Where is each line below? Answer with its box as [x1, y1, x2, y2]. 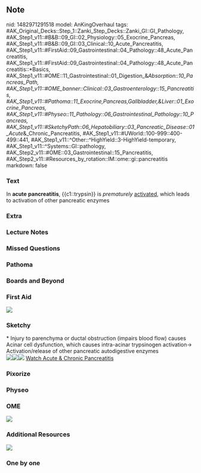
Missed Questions [6, 244, 61, 252]
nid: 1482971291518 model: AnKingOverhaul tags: [6, 20, 128, 28]
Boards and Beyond [6, 277, 65, 285]
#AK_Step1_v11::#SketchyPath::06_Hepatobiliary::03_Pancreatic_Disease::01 [6, 123, 195, 130]
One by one [6, 459, 41, 467]
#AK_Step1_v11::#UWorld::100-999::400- [82, 130, 183, 137]
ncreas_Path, [6, 78, 39, 86]
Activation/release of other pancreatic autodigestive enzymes [6, 348, 159, 355]
